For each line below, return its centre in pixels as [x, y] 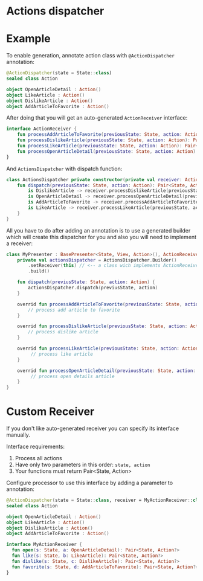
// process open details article [72, 376]
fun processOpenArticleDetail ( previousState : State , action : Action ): [108, 151]
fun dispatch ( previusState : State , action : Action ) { [86, 282]
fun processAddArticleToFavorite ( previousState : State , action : [100, 135]
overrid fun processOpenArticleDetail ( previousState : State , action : [107, 371]
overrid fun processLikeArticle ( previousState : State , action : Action [108, 348]
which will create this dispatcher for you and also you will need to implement [101, 237]
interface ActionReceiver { [42, 129]
